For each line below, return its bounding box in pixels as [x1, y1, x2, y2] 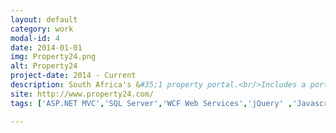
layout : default [10, 14, 78, 25]
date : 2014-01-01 [10, 42, 83, 53]
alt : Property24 [10, 61, 78, 71]
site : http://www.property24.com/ [10, 89, 155, 99]
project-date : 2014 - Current [10, 71, 137, 81]
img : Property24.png [10, 52, 97, 62]
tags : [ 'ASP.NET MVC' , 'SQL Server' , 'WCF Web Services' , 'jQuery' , [10, 98, 293, 108]
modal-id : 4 [10, 33, 60, 43]
